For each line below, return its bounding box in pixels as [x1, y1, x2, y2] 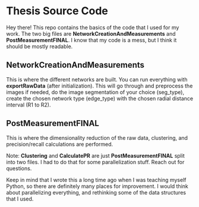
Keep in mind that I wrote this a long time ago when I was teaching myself [6, 176, 187, 183]
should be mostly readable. [6, 43, 73, 50]
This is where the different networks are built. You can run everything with [6, 76, 188, 83]
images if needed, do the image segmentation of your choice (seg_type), [6, 88, 185, 96]
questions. [6, 165, 32, 172]
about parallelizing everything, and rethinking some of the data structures [6, 189, 186, 196]
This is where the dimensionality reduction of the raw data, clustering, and [6, 134, 188, 141]
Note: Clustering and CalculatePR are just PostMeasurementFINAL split [6, 152, 185, 159]
